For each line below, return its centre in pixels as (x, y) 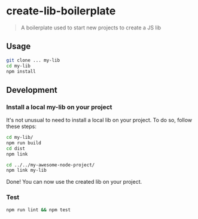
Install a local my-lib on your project (59, 107)
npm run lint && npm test (38, 210)
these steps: (22, 126)
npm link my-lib (26, 171)
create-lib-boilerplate (61, 11)
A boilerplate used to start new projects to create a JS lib (91, 28)
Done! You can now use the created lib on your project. (74, 182)
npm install (21, 71)
